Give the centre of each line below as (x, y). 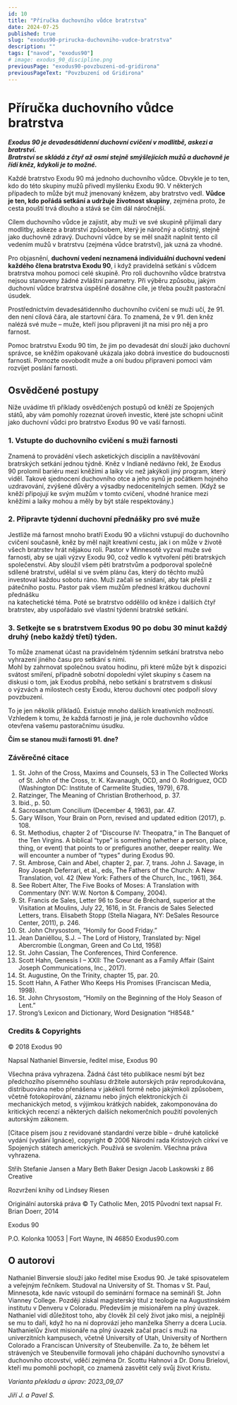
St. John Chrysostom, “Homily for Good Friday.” (87, 930)
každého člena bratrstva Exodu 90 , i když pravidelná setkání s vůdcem (113, 266)
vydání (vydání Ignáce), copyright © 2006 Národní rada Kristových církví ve (118, 1140)
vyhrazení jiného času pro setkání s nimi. (67, 660)
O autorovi (31, 1261)
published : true (32, 34)
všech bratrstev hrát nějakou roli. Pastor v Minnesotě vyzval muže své (110, 549)
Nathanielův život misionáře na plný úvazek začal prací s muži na (103, 1330)
